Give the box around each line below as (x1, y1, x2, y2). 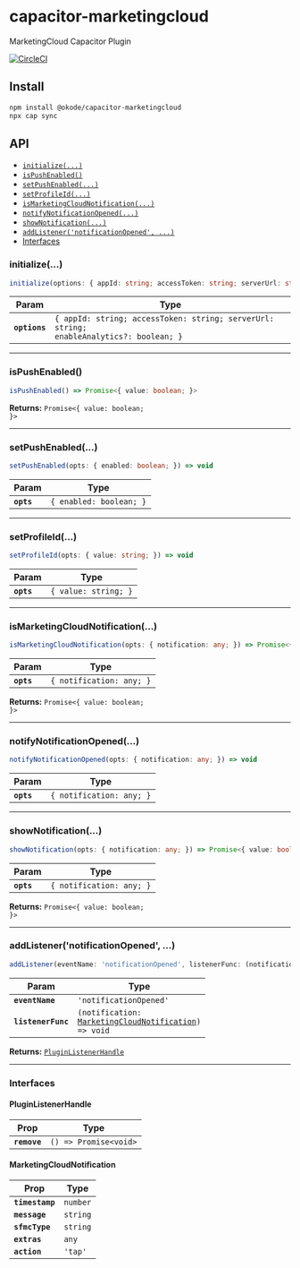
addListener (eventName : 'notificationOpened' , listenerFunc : (9, 960, 242, 969)
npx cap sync (9, 111, 58, 120)
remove (13, 1136, 42, 1147)
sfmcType (13, 1222, 51, 1232)
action (13, 1247, 42, 1257)
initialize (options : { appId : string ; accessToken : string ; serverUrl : (9, 278, 281, 287)
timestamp (13, 1197, 55, 1208)
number (63, 1197, 92, 1208)
